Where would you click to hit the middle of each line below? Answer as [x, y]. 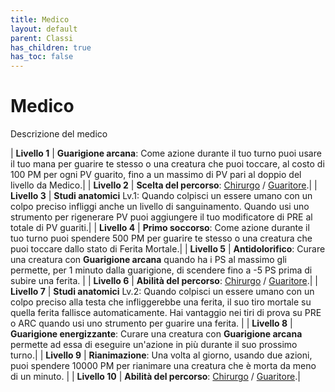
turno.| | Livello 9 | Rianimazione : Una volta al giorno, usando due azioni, [161, 355]
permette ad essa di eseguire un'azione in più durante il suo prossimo [154, 345]
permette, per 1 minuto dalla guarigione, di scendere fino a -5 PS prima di [161, 270]
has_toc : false [42, 57]
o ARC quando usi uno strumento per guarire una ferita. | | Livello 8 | [151, 323]
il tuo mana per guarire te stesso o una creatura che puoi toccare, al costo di [167, 164]
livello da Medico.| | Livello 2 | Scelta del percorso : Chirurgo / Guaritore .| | [164, 185]
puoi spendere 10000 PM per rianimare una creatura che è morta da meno [163, 366]
